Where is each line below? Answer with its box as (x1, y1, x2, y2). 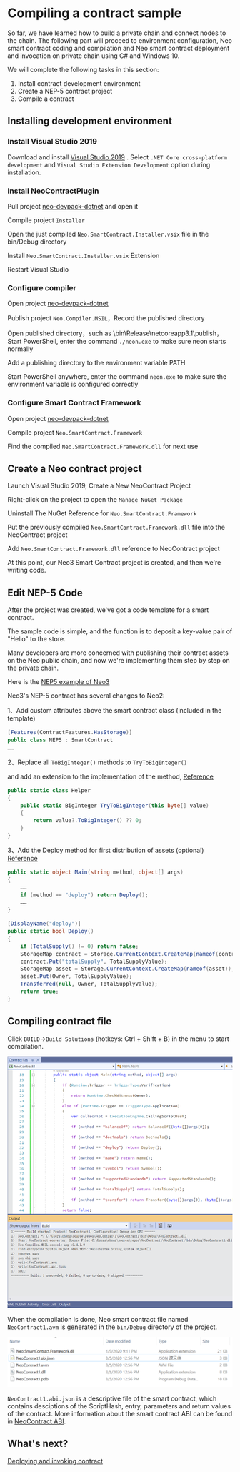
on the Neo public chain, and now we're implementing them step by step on (7, 656, 230, 665)
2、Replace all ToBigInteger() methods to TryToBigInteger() (7, 758, 188, 766)
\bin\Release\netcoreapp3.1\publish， (113, 329, 224, 337)
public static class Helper (7, 786, 91, 794)
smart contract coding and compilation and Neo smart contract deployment (7, 44, 230, 52)
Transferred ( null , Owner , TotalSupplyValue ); (20, 981, 159, 988)
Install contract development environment (17, 79, 141, 87)
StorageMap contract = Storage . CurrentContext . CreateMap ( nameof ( (20, 950, 219, 957)
